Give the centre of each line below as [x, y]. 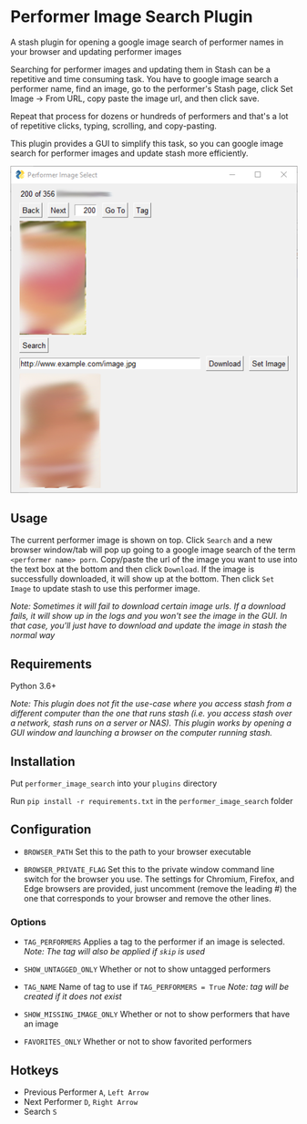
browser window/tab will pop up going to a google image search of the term [153, 550]
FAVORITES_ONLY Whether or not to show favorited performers [138, 1042]
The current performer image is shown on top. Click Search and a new [141, 541]
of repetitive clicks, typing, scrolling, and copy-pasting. [114, 126]
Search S [40, 1112]
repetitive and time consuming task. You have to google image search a [144, 78]
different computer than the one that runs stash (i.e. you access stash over [151, 714]
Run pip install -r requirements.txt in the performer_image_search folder [152, 801]
